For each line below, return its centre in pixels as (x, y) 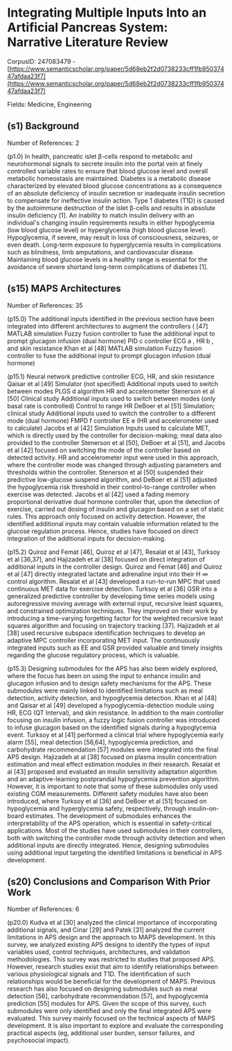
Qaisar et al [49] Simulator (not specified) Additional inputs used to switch (113, 383)
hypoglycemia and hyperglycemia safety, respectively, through (97, 808)
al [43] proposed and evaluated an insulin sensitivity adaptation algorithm (112, 772)
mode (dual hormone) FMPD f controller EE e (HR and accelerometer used (113, 420)
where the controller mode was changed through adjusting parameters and (114, 464)
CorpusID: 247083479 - (42, 61)
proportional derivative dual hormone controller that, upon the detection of (114, 501)
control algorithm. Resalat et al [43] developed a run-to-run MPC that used (114, 581)
